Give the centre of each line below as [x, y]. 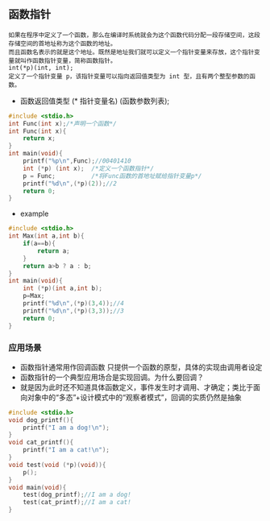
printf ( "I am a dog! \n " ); [66, 428]
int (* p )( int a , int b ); [63, 288]
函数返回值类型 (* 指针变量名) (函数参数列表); [95, 101]
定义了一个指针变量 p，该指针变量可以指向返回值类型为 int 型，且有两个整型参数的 [129, 76]
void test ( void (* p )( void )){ [57, 465]
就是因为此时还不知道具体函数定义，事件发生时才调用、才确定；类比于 [137, 387]
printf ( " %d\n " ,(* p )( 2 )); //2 [70, 184]
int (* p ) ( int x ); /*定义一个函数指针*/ [89, 168]
